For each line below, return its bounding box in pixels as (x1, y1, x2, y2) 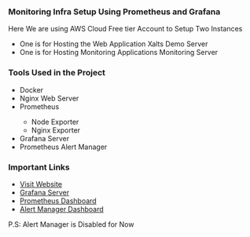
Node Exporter (31, 117, 79, 126)
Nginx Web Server (19, 93, 79, 103)
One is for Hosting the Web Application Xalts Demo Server (19, 39, 208, 49)
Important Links (8, 162, 70, 173)
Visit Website (19, 179, 63, 188)
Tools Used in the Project (8, 67, 106, 78)
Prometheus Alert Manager (19, 142, 108, 151)
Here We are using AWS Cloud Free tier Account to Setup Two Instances (8, 24, 243, 34)
